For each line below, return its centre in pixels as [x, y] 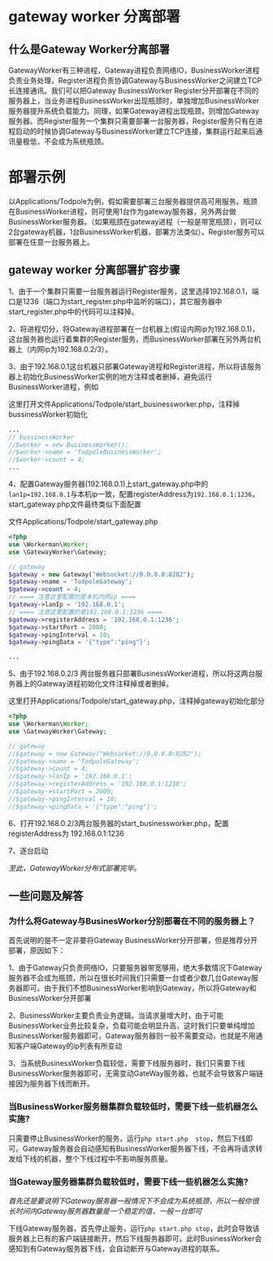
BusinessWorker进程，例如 [54, 386]
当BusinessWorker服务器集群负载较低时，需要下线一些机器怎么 [133, 1107]
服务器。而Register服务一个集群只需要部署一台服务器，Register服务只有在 [132, 121]
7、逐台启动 [28, 850]
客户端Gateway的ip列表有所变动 [69, 1046]
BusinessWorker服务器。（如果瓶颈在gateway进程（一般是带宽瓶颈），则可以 [135, 221]
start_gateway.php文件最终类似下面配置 [75, 504]
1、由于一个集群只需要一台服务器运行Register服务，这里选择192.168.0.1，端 [134, 291]
